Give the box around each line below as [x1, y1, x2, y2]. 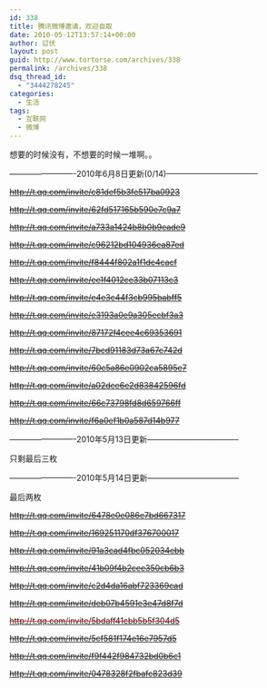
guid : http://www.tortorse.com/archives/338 [9, 55, 181, 64]
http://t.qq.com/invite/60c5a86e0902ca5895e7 [9, 362, 188, 373]
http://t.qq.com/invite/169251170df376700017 [9, 527, 180, 538]
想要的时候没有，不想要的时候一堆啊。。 [9, 149, 157, 160]
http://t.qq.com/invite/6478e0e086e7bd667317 [9, 510, 186, 520]
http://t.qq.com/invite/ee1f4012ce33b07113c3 [9, 274, 179, 285]
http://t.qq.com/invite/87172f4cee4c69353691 [9, 328, 183, 338]
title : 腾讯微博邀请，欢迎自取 [9, 22, 113, 31]
